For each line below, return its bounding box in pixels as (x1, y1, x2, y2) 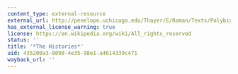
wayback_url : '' (7, 56, 55, 63)
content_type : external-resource (7, 10, 106, 18)
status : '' (7, 37, 40, 44)
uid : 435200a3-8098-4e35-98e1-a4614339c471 (7, 50, 138, 57)
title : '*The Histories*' (7, 43, 84, 50)
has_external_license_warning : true (7, 23, 115, 30)
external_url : (7, 17, 50, 24)
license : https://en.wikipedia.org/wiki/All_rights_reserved (7, 30, 192, 37)
